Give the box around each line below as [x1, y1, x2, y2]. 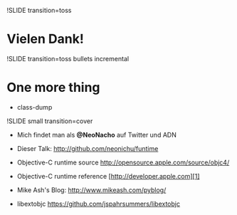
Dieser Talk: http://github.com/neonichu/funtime [16, 144, 159, 152]
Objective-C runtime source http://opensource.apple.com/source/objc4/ [16, 158, 230, 167]
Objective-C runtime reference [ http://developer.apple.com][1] [16, 172, 200, 180]
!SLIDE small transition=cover [6, 117, 93, 125]
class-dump [16, 103, 53, 111]
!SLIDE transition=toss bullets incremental [6, 54, 130, 63]
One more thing [6, 80, 100, 95]
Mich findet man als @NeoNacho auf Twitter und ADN [16, 130, 177, 139]
